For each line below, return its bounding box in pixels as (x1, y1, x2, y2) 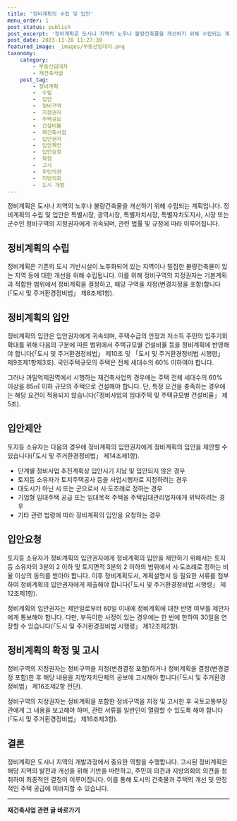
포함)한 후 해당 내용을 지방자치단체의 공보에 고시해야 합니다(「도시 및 (14, 673, 202, 682)
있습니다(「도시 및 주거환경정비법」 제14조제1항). (7, 451, 140, 460)
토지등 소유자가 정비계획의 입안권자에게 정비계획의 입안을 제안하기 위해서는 (7, 553, 213, 562)
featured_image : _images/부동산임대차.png (7, 43, 126, 50)
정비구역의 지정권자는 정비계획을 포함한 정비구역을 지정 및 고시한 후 (7, 697, 192, 706)
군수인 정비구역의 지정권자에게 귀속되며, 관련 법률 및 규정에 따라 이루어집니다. (7, 219, 220, 228)
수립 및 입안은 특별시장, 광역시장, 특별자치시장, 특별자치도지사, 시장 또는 (31, 210, 229, 219)
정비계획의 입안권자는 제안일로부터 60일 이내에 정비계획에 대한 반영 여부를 (7, 604, 212, 612)
